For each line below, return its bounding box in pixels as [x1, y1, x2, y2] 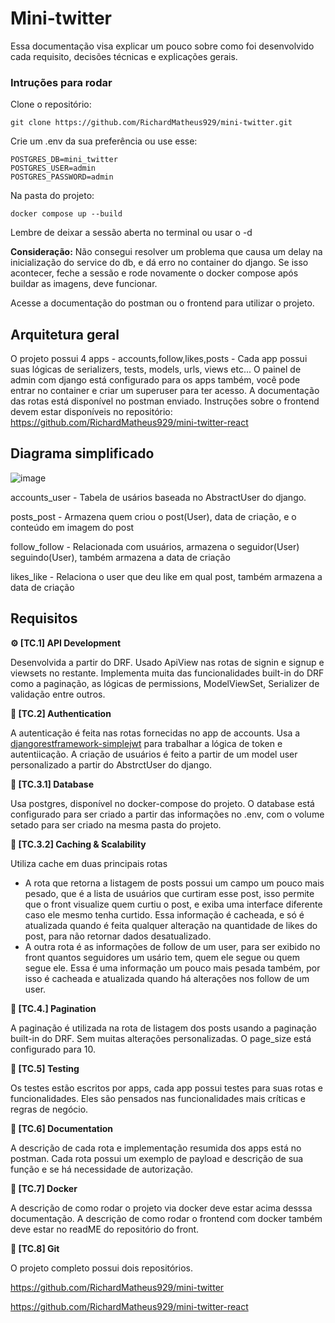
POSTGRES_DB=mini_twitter [10, 155, 118, 165]
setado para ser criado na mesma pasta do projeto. [10, 818, 222, 831]
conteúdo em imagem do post [10, 521, 135, 533]
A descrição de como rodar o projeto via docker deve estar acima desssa [10, 1202, 313, 1214]
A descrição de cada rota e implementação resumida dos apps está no [10, 1142, 302, 1154]
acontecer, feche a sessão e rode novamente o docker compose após [10, 267, 299, 279]
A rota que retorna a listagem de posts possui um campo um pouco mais [24, 877, 325, 889]
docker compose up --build [10, 209, 123, 219]
